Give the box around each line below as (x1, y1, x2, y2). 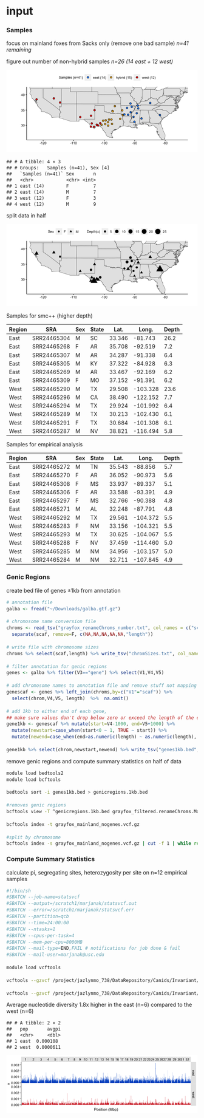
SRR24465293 (32, 531, 70, 538)
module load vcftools (6, 964, 61, 971)
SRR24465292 (32, 514, 70, 521)
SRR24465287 (32, 427, 70, 435)
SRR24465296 (32, 394, 70, 401)
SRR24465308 (32, 480, 70, 487)
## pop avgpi (6, 1026, 61, 1032)
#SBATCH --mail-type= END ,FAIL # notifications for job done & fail (6, 946, 181, 952)
